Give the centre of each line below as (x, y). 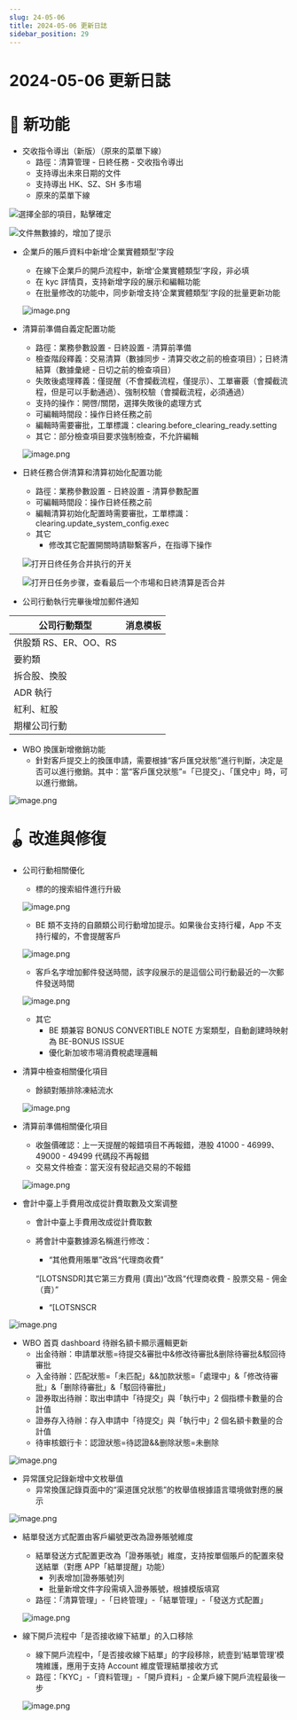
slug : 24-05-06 (37, 17)
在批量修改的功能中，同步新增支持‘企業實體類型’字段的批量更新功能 (158, 293)
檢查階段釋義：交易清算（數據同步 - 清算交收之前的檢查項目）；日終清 (161, 358)
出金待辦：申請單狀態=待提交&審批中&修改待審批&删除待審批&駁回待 (160, 1354)
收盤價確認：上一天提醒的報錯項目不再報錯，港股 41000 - (140, 1145)
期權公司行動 (41, 725)
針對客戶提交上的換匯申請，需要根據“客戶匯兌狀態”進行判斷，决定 (155, 760)
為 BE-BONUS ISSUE (86, 1042)
